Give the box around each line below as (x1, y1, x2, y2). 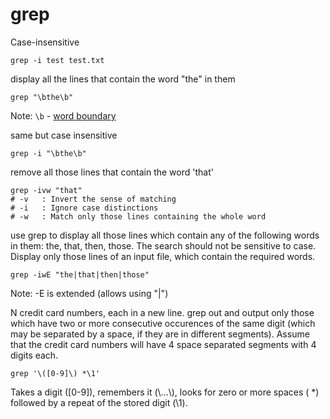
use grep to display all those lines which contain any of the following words (10, 229, 320, 241)
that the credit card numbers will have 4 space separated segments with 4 (10, 338, 317, 350)
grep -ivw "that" (10, 185, 83, 195)
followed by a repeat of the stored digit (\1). (10, 396, 188, 408)
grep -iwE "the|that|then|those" (10, 269, 150, 280)
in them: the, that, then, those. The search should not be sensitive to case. (10, 239, 317, 252)
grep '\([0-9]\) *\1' (10, 368, 101, 378)
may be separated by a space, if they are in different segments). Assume (10, 328, 310, 340)
